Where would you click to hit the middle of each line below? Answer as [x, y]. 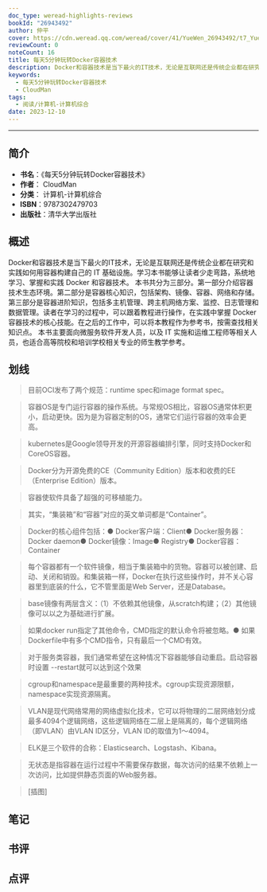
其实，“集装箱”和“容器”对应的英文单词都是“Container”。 [119, 514]
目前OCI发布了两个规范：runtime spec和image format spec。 [128, 390]
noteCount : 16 [32, 53]
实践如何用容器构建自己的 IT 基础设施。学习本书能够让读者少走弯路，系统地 [132, 272]
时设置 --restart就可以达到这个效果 [84, 667]
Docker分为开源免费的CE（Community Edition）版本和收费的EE [132, 471]
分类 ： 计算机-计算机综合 [61, 194]
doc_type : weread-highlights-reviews [71, 16]
